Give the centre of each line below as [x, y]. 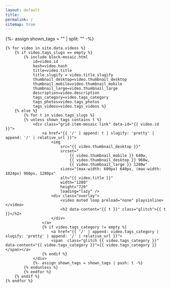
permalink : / [19, 19]
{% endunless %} [41, 268]
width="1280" [74, 183]
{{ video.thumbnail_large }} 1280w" [108, 165]
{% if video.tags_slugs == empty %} [54, 53]
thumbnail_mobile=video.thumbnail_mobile [78, 84]
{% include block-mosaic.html [56, 57]
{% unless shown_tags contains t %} [63, 120]
